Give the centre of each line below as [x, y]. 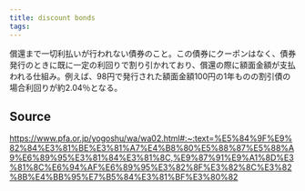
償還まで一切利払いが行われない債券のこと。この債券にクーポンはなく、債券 [153, 53]
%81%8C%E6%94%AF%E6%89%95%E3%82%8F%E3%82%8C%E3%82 [151, 167]
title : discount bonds [52, 18]
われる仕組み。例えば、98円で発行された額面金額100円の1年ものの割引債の [150, 76]
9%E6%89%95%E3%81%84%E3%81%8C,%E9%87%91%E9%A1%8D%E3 [152, 158]
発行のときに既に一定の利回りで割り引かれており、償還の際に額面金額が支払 [152, 65]
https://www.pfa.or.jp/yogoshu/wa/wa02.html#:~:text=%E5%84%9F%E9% [151, 138]
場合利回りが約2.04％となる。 [66, 87]
